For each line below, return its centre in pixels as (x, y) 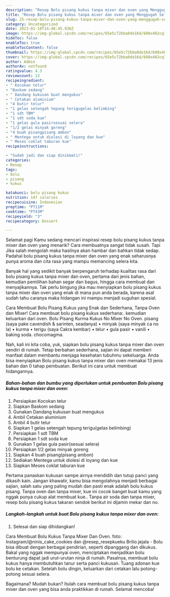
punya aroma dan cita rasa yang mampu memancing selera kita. (72, 262)
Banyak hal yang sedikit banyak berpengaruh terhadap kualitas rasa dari (81, 271)
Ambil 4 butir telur (32, 422)
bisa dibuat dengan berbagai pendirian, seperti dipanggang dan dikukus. (81, 547)
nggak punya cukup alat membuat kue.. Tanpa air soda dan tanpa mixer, (81, 497)
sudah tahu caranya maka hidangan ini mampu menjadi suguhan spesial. (81, 298)
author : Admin (21, 62)
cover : (13, 57)
